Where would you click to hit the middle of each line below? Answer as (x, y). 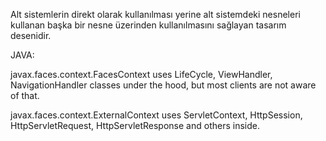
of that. (25, 95)
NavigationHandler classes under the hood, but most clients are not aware (163, 85)
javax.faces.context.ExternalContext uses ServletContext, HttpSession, (156, 115)
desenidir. (31, 35)
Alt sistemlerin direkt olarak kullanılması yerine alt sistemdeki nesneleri (155, 14)
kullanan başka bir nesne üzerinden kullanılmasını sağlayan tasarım (148, 25)
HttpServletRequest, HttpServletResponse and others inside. (135, 125)
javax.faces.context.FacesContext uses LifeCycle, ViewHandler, (141, 74)
